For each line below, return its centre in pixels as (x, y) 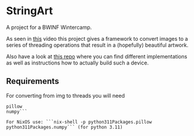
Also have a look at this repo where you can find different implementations (97, 56)
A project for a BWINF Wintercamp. (49, 27)
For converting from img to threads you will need (66, 95)
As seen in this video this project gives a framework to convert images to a (97, 38)
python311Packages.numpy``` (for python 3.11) (64, 127)
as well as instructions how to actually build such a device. (77, 63)
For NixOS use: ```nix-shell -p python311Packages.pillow (79, 122)
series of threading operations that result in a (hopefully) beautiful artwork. (97, 45)
